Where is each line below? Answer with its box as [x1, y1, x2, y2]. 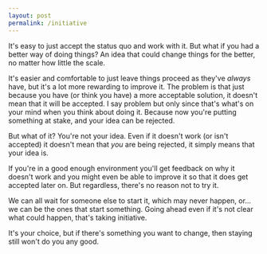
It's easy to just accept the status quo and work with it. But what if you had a [8, 41, 260, 50]
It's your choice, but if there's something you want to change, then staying [8, 228, 253, 237]
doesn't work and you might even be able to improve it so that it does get [8, 172, 249, 182]
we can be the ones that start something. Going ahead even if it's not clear [8, 204, 253, 213]
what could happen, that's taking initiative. [8, 213, 147, 222]
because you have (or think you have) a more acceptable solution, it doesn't [8, 90, 258, 100]
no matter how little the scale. [8, 57, 106, 68]
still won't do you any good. [8, 236, 100, 246]
